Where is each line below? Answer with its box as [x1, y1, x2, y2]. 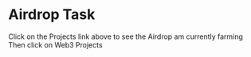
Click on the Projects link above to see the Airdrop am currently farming [8, 32, 243, 41]
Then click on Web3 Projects [8, 40, 103, 49]
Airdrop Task [8, 6, 96, 24]
